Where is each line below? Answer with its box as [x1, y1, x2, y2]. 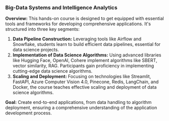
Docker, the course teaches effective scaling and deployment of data [12, 84, 157, 90]
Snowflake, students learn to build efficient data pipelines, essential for [12, 41, 161, 47]
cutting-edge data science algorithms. [12, 68, 93, 74]
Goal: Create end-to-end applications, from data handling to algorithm [5, 99, 152, 105]
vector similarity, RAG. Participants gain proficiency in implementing [12, 63, 154, 69]
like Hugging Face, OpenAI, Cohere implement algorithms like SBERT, [12, 57, 158, 64]
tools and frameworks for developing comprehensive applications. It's [5, 21, 151, 27]
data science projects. [12, 47, 59, 53]
